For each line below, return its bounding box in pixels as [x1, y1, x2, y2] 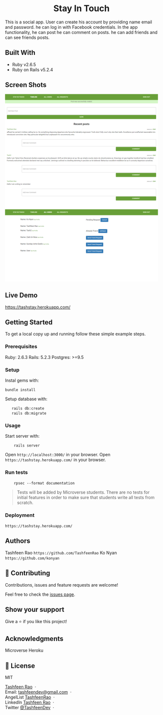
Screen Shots [5, 81, 47, 89]
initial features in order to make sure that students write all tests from [16, 494, 155, 500]
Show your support [5, 605, 65, 613]
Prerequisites [5, 343, 37, 350]
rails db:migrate [11, 411, 47, 416]
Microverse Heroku [5, 647, 44, 653]
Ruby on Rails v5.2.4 [12, 67, 53, 72]
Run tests [5, 469, 28, 476]
